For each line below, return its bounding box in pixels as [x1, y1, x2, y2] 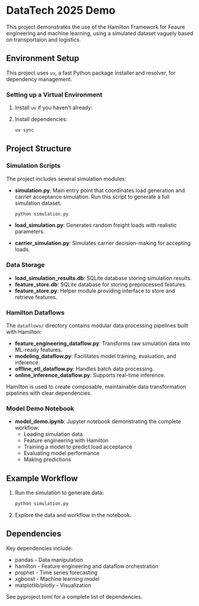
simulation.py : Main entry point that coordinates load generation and [14, 186, 185, 194]
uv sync [14, 127, 34, 133]
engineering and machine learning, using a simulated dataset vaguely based [6, 29, 194, 36]
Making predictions [23, 456, 71, 463]
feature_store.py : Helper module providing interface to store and [14, 287, 175, 294]
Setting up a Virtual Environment [6, 90, 102, 99]
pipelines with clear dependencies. [6, 389, 92, 397]
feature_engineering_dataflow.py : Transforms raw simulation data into [14, 340, 191, 347]
